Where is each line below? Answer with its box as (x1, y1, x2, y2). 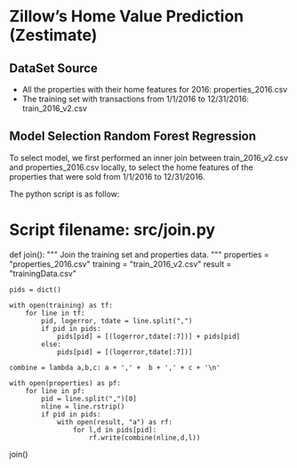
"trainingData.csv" (9, 268, 77, 278)
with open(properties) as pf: (9, 378, 122, 388)
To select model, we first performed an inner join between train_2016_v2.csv (9, 152, 289, 163)
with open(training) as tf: (9, 301, 114, 310)
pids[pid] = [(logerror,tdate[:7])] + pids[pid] (56, 332, 241, 341)
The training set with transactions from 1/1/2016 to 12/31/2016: (21, 93, 249, 104)
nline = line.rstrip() (41, 402, 125, 411)
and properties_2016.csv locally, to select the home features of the (9, 162, 253, 173)
